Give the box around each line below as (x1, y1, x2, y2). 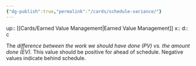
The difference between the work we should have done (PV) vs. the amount (6, 42, 190, 49)
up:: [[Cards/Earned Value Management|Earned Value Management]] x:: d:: (6, 25, 188, 32)
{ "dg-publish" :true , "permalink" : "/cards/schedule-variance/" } (6, 8, 162, 15)
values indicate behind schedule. (6, 54, 87, 61)
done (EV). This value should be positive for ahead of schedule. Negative (6, 48, 184, 55)
